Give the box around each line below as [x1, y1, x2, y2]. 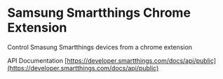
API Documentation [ [7, 56, 67, 64]
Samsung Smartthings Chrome [7, 5, 191, 21]
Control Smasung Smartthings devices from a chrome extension [7, 43, 193, 51]
